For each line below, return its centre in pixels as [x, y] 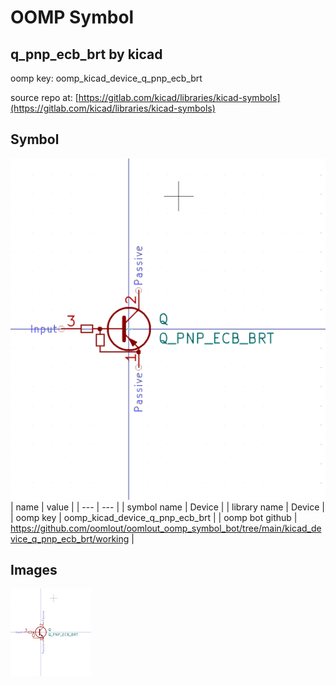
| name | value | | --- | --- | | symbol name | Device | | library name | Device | [167, 507]
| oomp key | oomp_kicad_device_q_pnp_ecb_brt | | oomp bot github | [154, 517]
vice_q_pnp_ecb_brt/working [70, 538]
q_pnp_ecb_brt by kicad [86, 54]
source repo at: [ [44, 97]
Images [34, 570]
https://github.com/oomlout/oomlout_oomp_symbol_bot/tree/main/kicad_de [166, 528]
